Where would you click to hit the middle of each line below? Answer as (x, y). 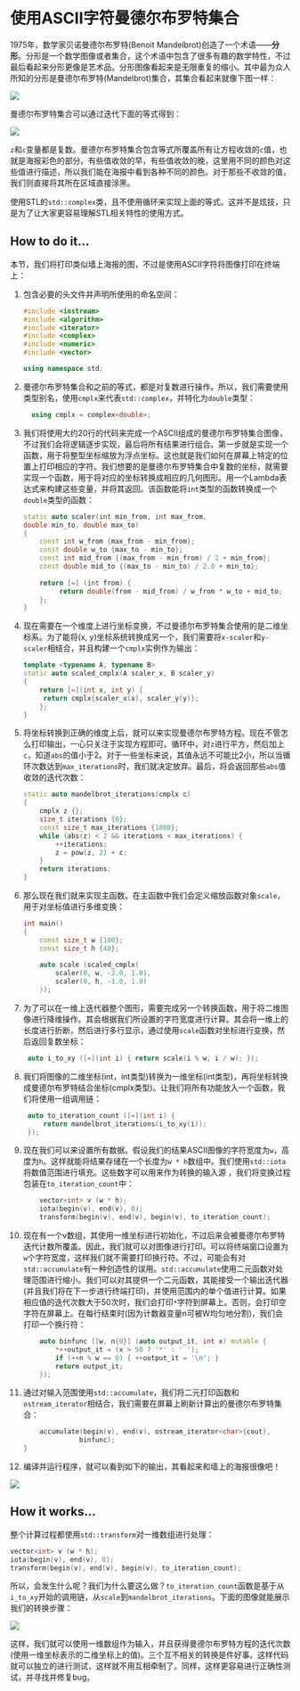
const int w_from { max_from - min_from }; (117, 542)
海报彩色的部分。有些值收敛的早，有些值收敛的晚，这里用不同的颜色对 (154, 160)
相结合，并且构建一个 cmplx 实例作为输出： (123, 648)
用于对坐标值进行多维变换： (74, 907)
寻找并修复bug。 (64, 1678)
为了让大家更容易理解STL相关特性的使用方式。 (103, 213)
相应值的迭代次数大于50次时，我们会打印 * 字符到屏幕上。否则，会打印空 (155, 1302)
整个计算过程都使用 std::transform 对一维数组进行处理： (112, 1534)
